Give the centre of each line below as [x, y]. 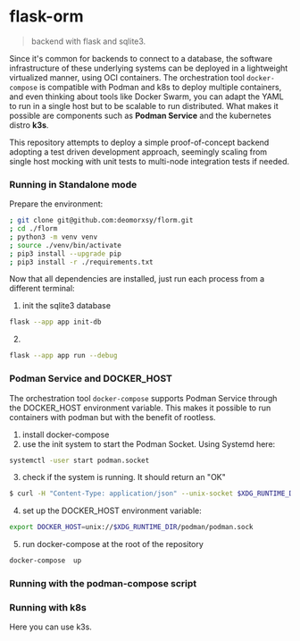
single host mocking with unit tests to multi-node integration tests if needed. [150, 161]
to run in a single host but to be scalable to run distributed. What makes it [144, 105]
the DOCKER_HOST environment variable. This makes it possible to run [140, 408]
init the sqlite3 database [67, 306]
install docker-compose [66, 434]
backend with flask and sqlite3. [88, 41]
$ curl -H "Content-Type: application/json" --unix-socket [121, 493]
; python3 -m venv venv [54, 237]
